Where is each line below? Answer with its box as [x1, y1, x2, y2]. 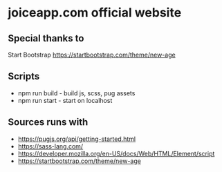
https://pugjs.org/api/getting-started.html [17, 135, 136, 143]
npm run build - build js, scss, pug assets [17, 88, 136, 97]
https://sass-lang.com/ [17, 142, 84, 150]
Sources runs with [8, 116, 89, 128]
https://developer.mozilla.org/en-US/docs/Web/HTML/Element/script [17, 149, 215, 157]
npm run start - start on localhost [17, 96, 113, 104]
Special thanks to [8, 32, 84, 44]
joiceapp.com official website [8, 5, 182, 21]
